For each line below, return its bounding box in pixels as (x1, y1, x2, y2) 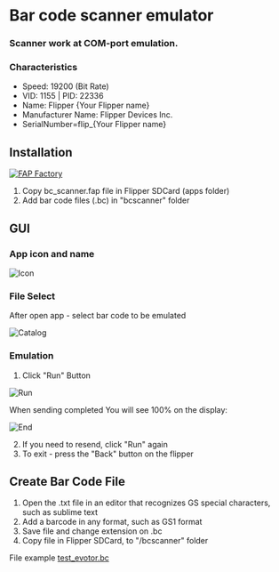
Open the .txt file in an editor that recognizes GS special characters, (21, 497, 271, 508)
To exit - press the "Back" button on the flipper (21, 448, 194, 459)
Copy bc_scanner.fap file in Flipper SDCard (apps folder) (21, 186, 230, 197)
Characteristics (9, 61, 78, 74)
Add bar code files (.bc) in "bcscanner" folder (21, 195, 190, 205)
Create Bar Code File (9, 473, 126, 489)
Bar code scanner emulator (9, 5, 214, 26)
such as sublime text (21, 507, 99, 518)
